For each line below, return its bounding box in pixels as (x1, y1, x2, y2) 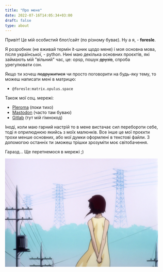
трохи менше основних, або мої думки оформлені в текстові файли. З (5, 135, 150, 140)
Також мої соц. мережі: (5, 95, 54, 101)
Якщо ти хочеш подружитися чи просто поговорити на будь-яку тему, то (5, 71, 157, 77)
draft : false (5, 18, 32, 23)
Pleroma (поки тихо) (12, 105, 54, 110)
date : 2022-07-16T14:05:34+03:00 (5, 13, 73, 18)
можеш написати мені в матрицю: (5, 76, 76, 82)
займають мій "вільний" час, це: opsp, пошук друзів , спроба (5, 57, 130, 62)
